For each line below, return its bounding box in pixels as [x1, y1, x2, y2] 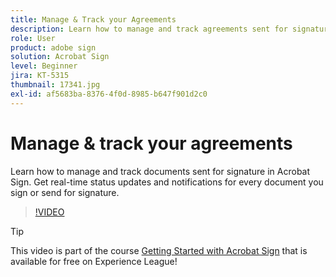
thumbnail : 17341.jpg [10, 80, 101, 90]
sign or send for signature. [10, 186, 120, 198]
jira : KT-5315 [10, 71, 70, 81]
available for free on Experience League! [10, 255, 178, 267]
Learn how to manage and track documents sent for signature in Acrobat [10, 165, 311, 177]
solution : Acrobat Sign [10, 52, 110, 62]
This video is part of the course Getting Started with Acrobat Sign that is [10, 244, 308, 256]
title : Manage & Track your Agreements [10, 14, 177, 25]
